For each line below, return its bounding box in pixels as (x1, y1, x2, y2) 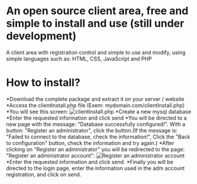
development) (6, 30, 77, 43)
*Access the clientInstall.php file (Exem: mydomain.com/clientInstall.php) (6, 102, 185, 109)
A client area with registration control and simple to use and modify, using (6, 49, 186, 56)
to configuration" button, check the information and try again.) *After (6, 139, 175, 146)
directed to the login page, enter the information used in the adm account (6, 164, 185, 172)
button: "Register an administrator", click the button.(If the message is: (6, 127, 177, 134)
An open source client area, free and (6, 4, 189, 18)
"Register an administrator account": (6, 152, 95, 159)
